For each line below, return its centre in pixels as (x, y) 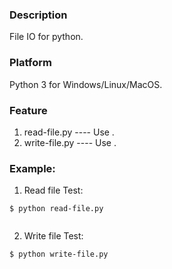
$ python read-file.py (56, 209)
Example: (32, 168)
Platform (30, 63)
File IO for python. (46, 37)
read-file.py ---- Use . (69, 132)
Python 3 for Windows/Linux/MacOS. (86, 84)
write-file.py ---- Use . (70, 142)
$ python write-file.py (59, 254)
